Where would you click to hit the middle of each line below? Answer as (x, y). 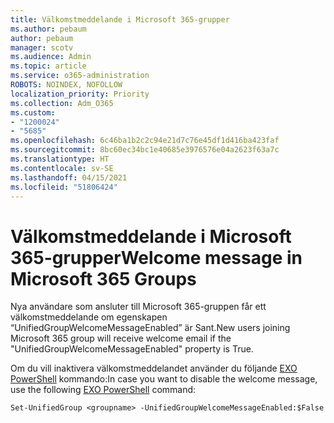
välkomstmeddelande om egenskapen (89, 317)
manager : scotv (42, 47)
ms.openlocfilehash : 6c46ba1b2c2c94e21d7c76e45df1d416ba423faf (145, 141)
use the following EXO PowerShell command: (103, 390)
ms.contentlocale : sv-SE (62, 168)
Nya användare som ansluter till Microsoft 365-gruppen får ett (138, 307)
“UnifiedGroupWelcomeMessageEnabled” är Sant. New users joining (150, 328)
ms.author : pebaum (48, 29)
